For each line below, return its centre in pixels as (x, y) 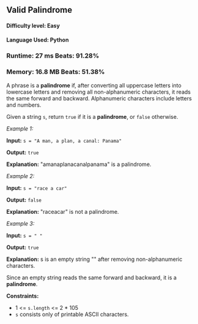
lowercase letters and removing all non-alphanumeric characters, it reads (99, 92)
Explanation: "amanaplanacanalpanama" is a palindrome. (79, 164)
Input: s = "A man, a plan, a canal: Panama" (64, 140)
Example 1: (20, 129)
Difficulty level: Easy (33, 25)
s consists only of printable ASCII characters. (72, 314)
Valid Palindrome (39, 10)
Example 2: (20, 176)
